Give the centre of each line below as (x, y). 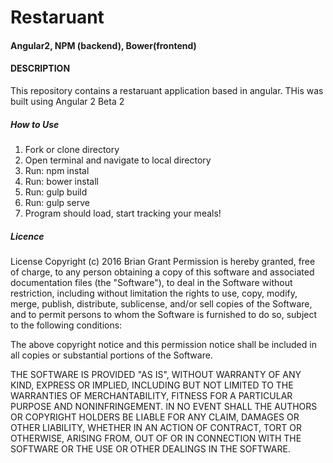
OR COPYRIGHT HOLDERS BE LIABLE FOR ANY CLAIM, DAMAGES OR (155, 417)
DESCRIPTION (40, 68)
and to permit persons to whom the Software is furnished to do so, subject (164, 314)
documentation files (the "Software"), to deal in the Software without (151, 282)
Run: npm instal (57, 170)
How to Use (35, 124)
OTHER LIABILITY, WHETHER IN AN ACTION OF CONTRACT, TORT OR (156, 427)
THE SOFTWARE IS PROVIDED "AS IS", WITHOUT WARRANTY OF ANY (156, 374)
